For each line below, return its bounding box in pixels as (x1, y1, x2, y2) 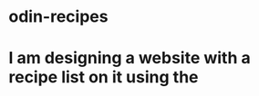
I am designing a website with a (8, 48, 252, 69)
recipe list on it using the (8, 67, 199, 88)
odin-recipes (8, 6, 109, 27)
